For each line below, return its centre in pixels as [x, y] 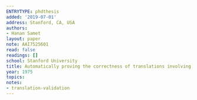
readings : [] [22, 55]
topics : [16, 77]
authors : [17, 28]
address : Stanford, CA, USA [41, 22]
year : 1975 [19, 72]
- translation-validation [38, 88]
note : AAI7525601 [27, 45]
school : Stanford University [42, 61]
